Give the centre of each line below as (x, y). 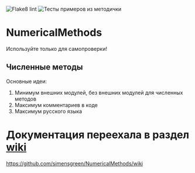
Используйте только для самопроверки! (57, 49)
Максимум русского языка (48, 111)
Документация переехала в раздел (98, 135)
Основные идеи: (27, 81)
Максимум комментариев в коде (56, 105)
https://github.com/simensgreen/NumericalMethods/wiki (75, 163)
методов (25, 99)
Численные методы (45, 67)
